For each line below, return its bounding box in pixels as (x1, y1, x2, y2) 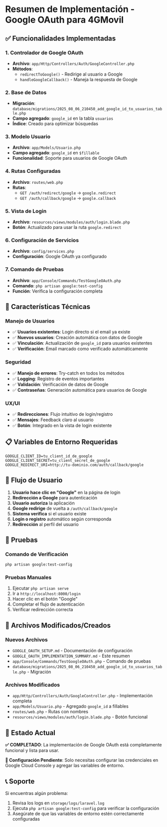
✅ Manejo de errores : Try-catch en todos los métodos (12, 370, 125, 376)
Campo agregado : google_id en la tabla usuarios (12, 115, 114, 121)
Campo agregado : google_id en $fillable (12, 150, 100, 156)
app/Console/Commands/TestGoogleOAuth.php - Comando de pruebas (12, 658, 151, 664)
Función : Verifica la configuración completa (12, 288, 103, 294)
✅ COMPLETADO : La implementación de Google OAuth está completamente (5, 742, 162, 748)
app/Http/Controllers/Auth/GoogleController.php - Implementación (12, 693, 153, 699)
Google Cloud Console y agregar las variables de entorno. (5, 762, 125, 768)
